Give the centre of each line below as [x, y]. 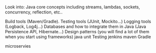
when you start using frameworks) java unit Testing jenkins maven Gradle [78, 37]
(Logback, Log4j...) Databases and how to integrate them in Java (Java [76, 26]
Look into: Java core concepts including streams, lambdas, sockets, [72, 7]
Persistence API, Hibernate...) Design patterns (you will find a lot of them [77, 32]
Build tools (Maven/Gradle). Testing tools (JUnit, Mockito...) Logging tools [78, 21]
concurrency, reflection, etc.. [34, 12]
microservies [18, 46]
